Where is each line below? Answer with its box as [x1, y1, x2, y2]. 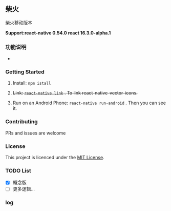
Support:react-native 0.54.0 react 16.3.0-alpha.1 [5, 30, 111, 36]
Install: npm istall [12, 80, 51, 86]
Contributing [5, 118, 38, 125]
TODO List [5, 167, 32, 174]
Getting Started [5, 68, 45, 75]
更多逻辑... [12, 186, 35, 192]
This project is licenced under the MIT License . [5, 155, 104, 160]
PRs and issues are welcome [5, 130, 66, 136]
